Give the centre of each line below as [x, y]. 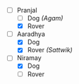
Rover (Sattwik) [50, 50]
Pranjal [27, 10]
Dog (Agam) [45, 18]
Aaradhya [31, 34]
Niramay [29, 58]
